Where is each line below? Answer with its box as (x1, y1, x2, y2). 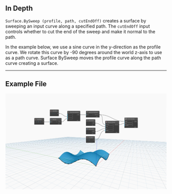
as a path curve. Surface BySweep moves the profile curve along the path (5, 55, 161, 61)
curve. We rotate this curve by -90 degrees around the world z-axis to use (5, 49, 162, 55)
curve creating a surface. (5, 60, 59, 66)
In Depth (5, 4, 33, 13)
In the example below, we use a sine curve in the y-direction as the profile (5, 43, 161, 50)
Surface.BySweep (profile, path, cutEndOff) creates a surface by (5, 17, 146, 23)
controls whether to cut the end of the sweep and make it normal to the (5, 28, 156, 35)
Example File (5, 80, 47, 88)
